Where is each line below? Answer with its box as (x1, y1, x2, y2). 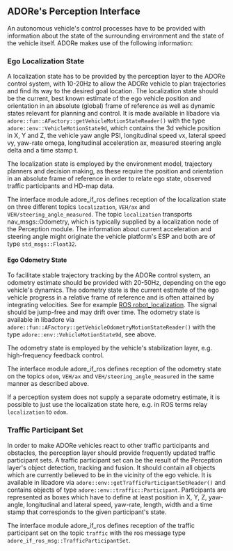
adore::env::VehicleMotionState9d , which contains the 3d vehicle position (7, 124, 220, 132)
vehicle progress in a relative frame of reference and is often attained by (7, 293, 214, 302)
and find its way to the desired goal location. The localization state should (7, 87, 218, 95)
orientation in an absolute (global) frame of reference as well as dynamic (7, 102, 216, 110)
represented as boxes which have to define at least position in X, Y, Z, (7, 492, 207, 501)
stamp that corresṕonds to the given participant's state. (7, 508, 167, 516)
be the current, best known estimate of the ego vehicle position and (7, 94, 202, 103)
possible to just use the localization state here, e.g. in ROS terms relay (7, 401, 207, 409)
